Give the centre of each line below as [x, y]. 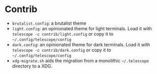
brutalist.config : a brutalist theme [49, 23]
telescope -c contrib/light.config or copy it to [63, 34]
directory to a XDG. [32, 66]
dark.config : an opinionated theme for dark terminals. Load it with [81, 44]
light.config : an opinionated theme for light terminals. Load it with [82, 28]
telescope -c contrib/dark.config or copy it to [62, 50]
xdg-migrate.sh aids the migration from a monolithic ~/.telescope [80, 60]
